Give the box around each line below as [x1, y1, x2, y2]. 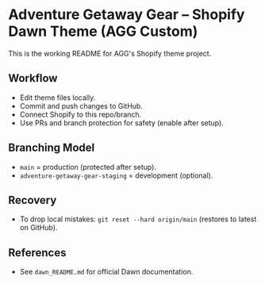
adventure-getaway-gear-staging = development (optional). [19, 171, 213, 180]
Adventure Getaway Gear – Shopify [8, 6, 245, 24]
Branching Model [8, 141, 95, 155]
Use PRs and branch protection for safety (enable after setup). [19, 117, 224, 128]
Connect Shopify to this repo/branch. [19, 109, 142, 119]
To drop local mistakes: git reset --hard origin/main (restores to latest [19, 214, 257, 224]
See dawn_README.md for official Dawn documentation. [19, 267, 194, 277]
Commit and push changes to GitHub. [19, 101, 143, 110]
